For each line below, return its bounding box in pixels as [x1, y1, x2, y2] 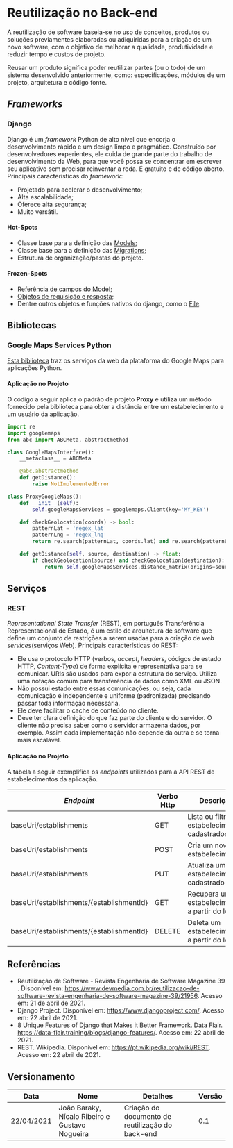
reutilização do [123, 1120, 173, 1130]
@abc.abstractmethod [19, 467, 79, 475]
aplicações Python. [7, 363, 62, 372]
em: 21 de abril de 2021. [17, 999, 85, 1008]
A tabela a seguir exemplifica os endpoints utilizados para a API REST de [7, 767, 215, 776]
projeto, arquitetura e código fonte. [7, 78, 107, 86]
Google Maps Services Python [7, 340, 112, 350]
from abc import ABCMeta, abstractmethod [7, 436, 129, 443]
